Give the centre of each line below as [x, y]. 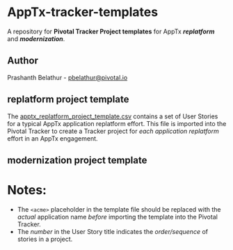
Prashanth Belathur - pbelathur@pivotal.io [67, 77]
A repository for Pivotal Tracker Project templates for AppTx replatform [111, 31]
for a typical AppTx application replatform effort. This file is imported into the [117, 123]
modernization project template [77, 160]
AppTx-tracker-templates [83, 12]
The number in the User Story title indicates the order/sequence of [113, 231]
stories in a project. [45, 239]
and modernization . [36, 38]
